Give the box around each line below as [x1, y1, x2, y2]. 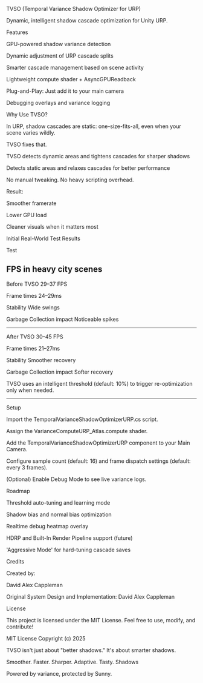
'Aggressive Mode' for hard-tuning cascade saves [6, 546, 131, 553]
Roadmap [6, 487, 30, 494]
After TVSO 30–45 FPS [6, 333, 63, 340]
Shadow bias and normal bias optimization [6, 511, 112, 518]
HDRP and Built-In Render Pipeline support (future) [6, 534, 133, 542]
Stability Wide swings [6, 303, 60, 311]
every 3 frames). [6, 463, 48, 471]
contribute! [6, 623, 34, 630]
